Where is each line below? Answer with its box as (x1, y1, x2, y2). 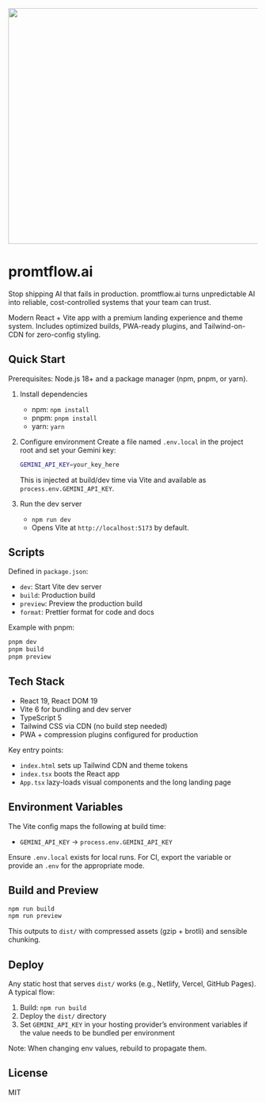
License (8, 1066, 48, 1080)
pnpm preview (8, 653, 51, 661)
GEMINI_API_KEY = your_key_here (19, 461, 120, 469)
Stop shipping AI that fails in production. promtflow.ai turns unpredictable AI (8, 289, 256, 299)
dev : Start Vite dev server (19, 582, 102, 592)
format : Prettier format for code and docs (19, 607, 154, 617)
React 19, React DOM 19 (19, 696, 98, 705)
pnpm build (8, 646, 44, 654)
